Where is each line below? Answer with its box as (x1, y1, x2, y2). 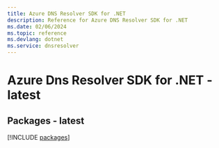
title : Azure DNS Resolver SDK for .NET (7, 10, 127, 17)
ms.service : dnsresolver (7, 42, 79, 49)
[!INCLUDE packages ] (7, 133, 70, 141)
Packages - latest (7, 115, 85, 126)
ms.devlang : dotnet (7, 36, 64, 43)
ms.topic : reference (7, 29, 67, 37)
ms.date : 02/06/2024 (7, 23, 67, 30)
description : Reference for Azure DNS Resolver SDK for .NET (7, 17, 188, 24)
